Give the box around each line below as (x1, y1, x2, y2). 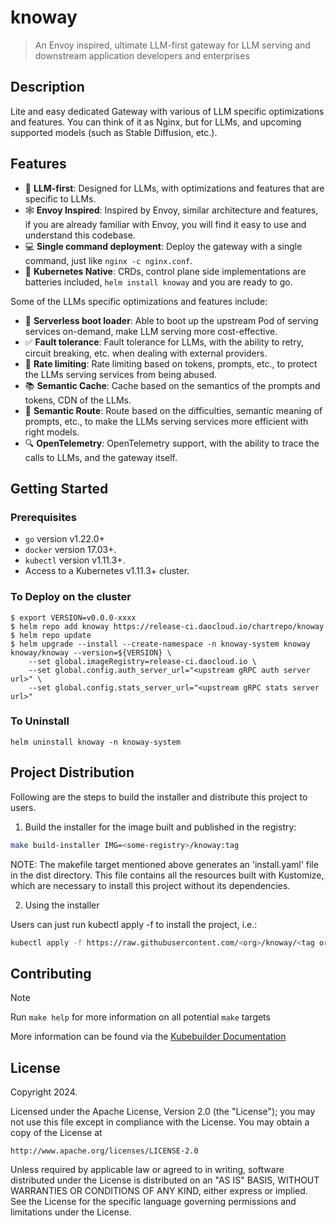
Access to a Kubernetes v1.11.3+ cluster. (24, 565, 190, 577)
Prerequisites (10, 510, 77, 524)
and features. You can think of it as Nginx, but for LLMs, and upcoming (10, 116, 302, 128)
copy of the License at (10, 1127, 103, 1139)
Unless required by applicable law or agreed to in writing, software (10, 1164, 285, 1176)
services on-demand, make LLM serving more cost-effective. (24, 325, 278, 337)
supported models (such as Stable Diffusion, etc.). (10, 126, 218, 138)
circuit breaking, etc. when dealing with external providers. (24, 347, 268, 359)
